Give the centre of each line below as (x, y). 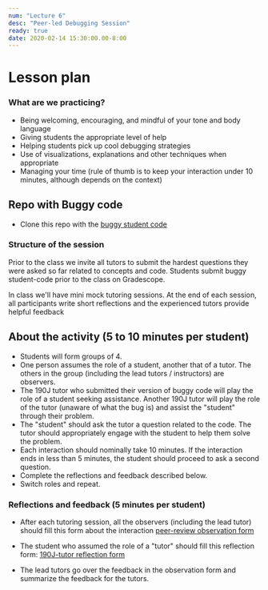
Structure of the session (56, 245)
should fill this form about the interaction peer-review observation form (137, 530)
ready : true (28, 30)
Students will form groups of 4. (71, 356)
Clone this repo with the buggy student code (94, 224)
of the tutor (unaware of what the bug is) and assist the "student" (128, 407)
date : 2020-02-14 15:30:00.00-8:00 (68, 38)
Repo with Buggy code (66, 205)
